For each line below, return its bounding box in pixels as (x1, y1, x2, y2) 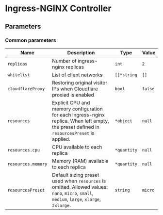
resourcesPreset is (51, 130, 95, 136)
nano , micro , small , (51, 190, 94, 197)
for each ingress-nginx (51, 111, 105, 118)
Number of (51, 57, 77, 64)
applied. (51, 135, 70, 142)
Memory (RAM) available (51, 157, 109, 164)
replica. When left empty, (51, 117, 109, 124)
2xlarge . (51, 202, 71, 209)
